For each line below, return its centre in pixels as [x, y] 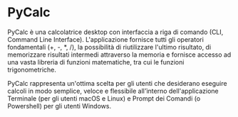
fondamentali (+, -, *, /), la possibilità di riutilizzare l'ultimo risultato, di [109, 47]
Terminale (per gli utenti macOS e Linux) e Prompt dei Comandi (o [104, 98]
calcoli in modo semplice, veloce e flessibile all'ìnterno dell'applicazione [113, 91]
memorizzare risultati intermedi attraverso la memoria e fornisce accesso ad [119, 55]
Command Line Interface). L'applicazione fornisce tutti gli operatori [106, 39]
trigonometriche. [32, 69]
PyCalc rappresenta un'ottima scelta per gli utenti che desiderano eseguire [117, 83]
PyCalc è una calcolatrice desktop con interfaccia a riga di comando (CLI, [115, 32]
